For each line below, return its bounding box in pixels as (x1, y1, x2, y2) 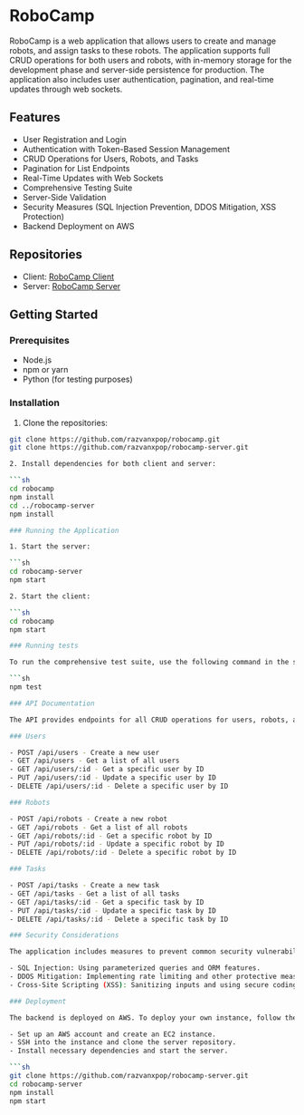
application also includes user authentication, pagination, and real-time (9, 73, 274, 84)
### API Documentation (9, 699, 95, 708)
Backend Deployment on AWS (22, 220, 135, 231)
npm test (9, 683, 43, 692)
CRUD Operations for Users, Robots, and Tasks (22, 153, 199, 164)
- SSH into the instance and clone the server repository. (9, 1038, 237, 1047)
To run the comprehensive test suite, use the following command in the (9, 658, 290, 667)
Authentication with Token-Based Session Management (22, 143, 231, 154)
